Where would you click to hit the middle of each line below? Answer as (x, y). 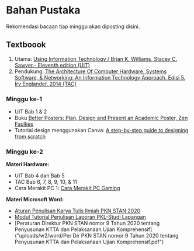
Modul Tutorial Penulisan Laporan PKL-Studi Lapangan (80, 217)
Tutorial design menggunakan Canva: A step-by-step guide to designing (101, 130)
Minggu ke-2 (25, 152)
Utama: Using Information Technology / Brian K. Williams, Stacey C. (96, 59)
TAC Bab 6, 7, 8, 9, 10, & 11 (46, 182)
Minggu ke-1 (24, 99)
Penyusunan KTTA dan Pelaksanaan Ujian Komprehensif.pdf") (89, 242)
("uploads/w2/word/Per (43, 236)
